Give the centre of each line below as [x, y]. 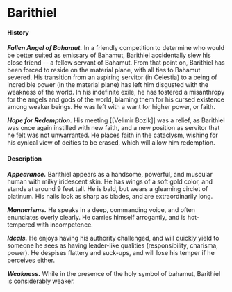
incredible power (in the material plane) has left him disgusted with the [108, 85]
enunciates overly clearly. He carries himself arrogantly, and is [97, 217]
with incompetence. [65, 225]
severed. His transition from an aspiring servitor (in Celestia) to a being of [112, 77]
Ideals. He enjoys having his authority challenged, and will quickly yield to [113, 238]
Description [25, 159]
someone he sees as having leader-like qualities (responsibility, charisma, [113, 245]
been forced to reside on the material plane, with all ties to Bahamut [104, 70]
